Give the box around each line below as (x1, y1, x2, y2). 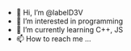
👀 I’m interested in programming (15, 16, 124, 26)
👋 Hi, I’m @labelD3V (15, 8, 83, 17)
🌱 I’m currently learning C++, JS (15, 25, 124, 34)
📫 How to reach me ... (15, 34, 91, 44)
